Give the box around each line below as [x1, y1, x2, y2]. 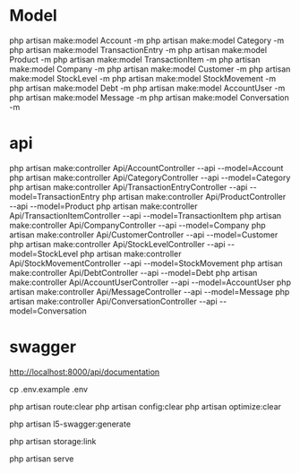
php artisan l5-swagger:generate [9, 418, 132, 429]
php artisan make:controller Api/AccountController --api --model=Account [9, 162, 284, 173]
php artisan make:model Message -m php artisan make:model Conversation [9, 91, 289, 103]
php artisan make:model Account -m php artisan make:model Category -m [9, 35, 285, 46]
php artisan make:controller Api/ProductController [101, 191, 287, 202]
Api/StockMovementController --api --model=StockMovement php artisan [9, 257, 284, 269]
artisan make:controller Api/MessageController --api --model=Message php [9, 286, 290, 297]
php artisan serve [9, 453, 74, 464]
